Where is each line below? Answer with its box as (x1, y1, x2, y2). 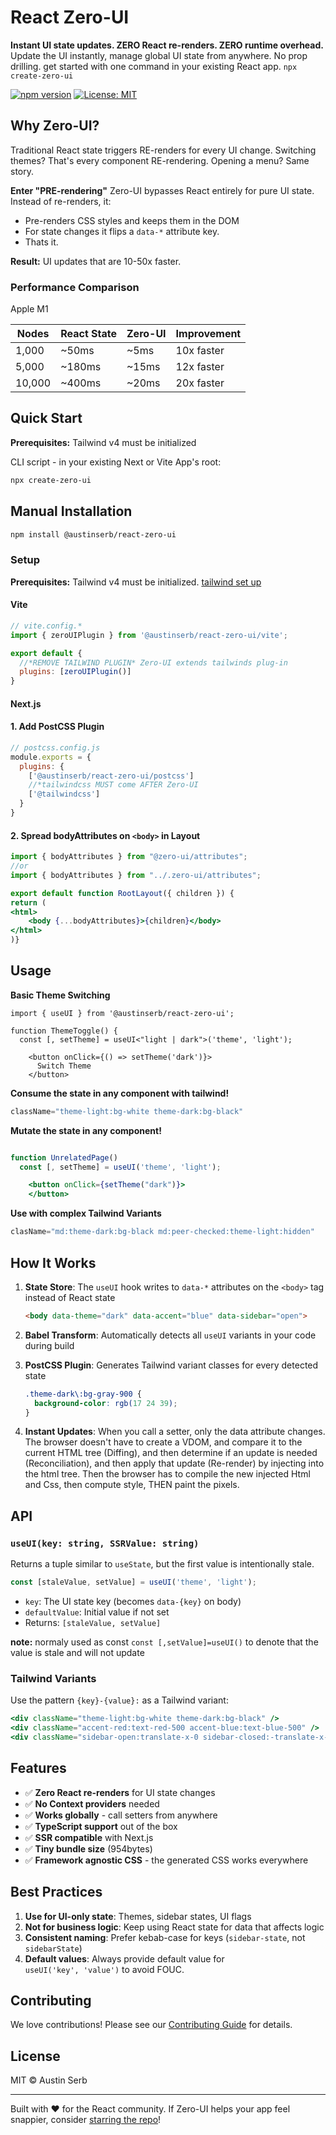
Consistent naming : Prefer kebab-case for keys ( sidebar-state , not (24, 1931, 306, 1943)
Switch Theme (36, 1061, 92, 1071)
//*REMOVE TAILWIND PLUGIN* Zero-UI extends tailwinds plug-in (19, 657, 288, 668)
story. (10, 165, 35, 177)
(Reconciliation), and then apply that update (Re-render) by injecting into (24, 1457, 325, 1470)
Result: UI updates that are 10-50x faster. (10, 255, 182, 267)
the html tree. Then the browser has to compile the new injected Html (24, 1468, 311, 1480)
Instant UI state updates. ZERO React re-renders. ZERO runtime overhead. (10, 39, 324, 51)
